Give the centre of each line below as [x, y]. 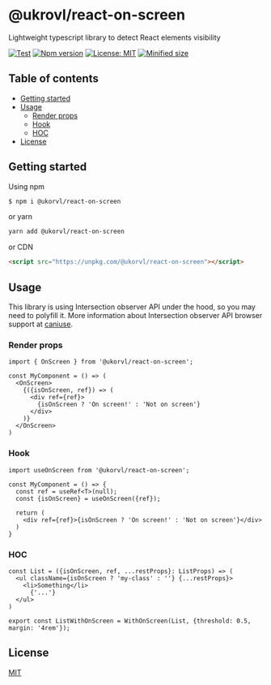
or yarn [21, 217]
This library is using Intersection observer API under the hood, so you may [132, 307]
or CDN [21, 247]
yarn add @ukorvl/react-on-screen [67, 232]
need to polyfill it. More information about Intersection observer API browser [135, 315]
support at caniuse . [41, 324]
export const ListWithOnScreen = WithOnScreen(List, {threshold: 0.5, [130, 621]
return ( [30, 513]
